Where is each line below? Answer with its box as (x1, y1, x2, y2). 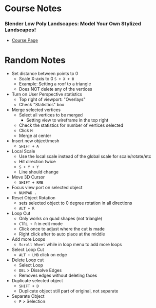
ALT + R (19, 206, 35, 211)
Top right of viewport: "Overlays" (19, 96, 86, 102)
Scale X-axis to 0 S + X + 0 (19, 76, 74, 82)
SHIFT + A (19, 144, 39, 149)
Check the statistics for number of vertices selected (19, 122, 124, 128)
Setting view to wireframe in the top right (26, 117, 109, 123)
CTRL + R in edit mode (19, 221, 63, 227)
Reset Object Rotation (11, 195, 56, 201)
